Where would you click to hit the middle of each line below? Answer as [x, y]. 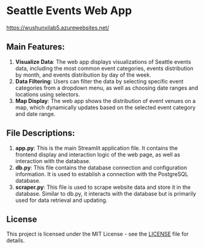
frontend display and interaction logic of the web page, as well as [98, 155]
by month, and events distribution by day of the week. [83, 75]
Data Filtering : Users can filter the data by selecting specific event [99, 81]
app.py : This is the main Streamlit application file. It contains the [96, 148]
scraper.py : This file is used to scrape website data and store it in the [103, 187]
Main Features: [36, 47]
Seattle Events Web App [69, 11]
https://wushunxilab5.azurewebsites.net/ [58, 28]
